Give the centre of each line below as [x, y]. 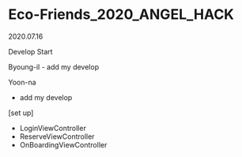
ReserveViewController [57, 136]
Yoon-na [23, 82]
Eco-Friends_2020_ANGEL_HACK [121, 15]
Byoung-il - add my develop [54, 67]
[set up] [21, 113]
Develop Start [30, 51]
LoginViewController [53, 128]
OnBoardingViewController [63, 144]
